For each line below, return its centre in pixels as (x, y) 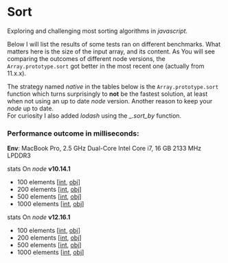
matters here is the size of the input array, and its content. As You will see (111, 51)
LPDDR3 (19, 155)
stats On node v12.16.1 (39, 217)
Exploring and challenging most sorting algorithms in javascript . (97, 31)
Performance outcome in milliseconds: (73, 133)
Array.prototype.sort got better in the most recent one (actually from (106, 66)
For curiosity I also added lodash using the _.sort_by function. (94, 115)
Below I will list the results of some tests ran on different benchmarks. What (114, 44)
